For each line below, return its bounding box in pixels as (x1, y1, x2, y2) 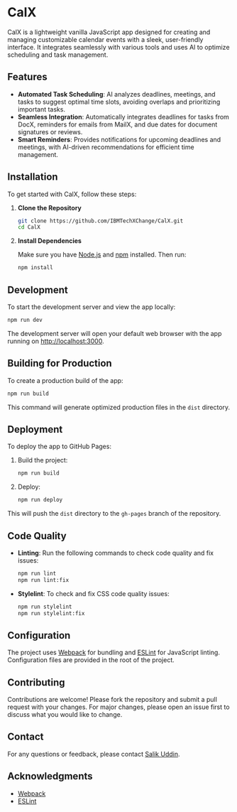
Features (7, 71, 48, 83)
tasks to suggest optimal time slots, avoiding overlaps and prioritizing (17, 97, 221, 106)
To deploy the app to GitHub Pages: (7, 442, 112, 451)
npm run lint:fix (17, 576, 70, 583)
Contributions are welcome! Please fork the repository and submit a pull (7, 695, 218, 704)
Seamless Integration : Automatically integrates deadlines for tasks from (17, 112, 229, 121)
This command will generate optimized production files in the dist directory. (7, 403, 231, 411)
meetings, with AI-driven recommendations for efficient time (17, 143, 194, 151)
